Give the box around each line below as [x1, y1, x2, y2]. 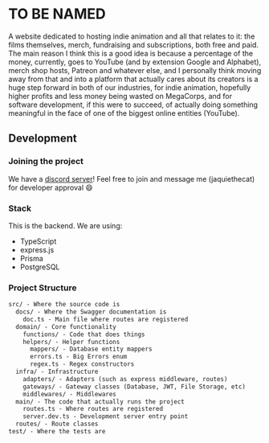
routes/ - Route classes [15, 420, 99, 429]
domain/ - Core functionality [15, 322, 116, 330]
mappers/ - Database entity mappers [29, 345, 153, 354]
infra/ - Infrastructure [15, 367, 99, 376]
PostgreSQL [19, 262, 60, 272]
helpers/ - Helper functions [22, 338, 120, 346]
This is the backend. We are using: [8, 220, 123, 230]
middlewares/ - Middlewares [22, 390, 116, 398]
